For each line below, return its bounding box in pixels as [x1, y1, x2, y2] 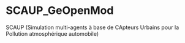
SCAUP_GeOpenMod [6, 4, 114, 18]
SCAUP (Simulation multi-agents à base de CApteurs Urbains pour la [6, 24, 179, 31]
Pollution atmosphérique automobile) [6, 30, 99, 37]
